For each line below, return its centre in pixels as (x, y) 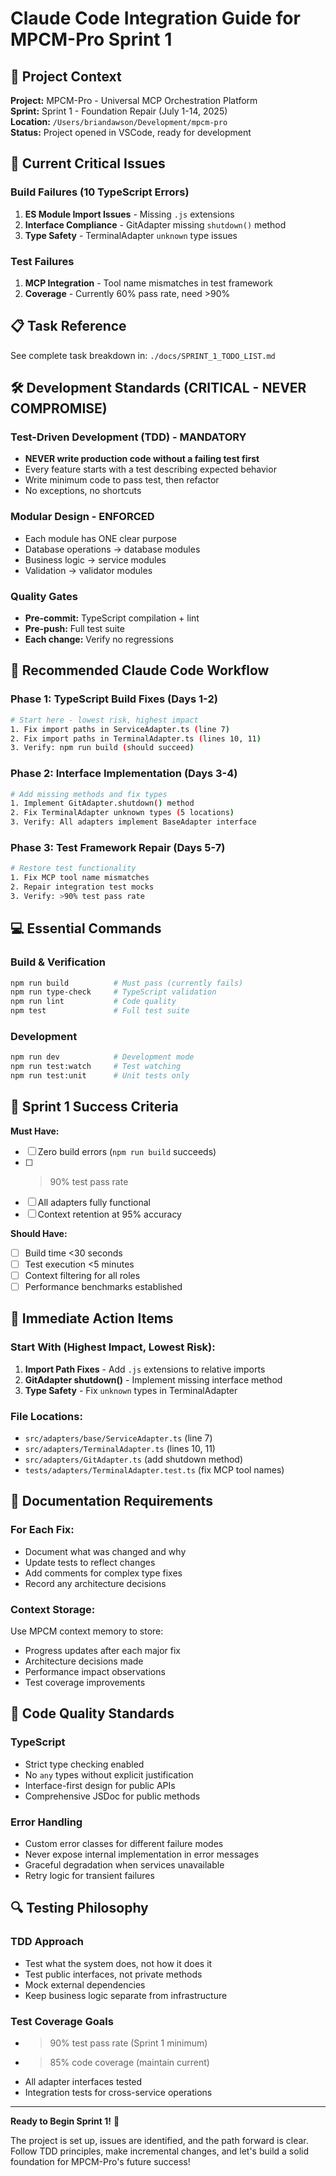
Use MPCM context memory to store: (87, 1631)
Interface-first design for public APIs (100, 1785)
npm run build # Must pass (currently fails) (127, 983)
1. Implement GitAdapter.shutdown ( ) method (102, 803)
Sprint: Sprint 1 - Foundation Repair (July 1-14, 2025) (119, 111)
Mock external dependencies (85, 1984)
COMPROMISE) (59, 408)
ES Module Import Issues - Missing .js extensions (129, 214)
